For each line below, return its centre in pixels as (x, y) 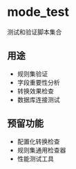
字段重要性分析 (38, 82)
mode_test (38, 12)
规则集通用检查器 (41, 150)
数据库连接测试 (38, 99)
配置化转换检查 (38, 141)
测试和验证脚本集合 (35, 32)
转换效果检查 (35, 91)
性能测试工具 (35, 159)
